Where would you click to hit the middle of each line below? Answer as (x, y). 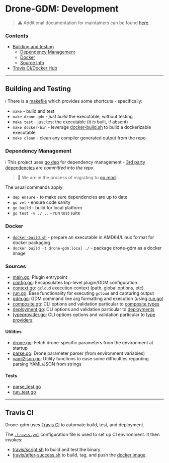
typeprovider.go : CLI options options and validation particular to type (84, 315)
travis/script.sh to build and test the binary (56, 450)
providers (22, 320)
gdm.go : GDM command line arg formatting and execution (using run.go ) (88, 298)
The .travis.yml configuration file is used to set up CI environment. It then (82, 435)
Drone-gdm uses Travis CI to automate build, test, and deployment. (75, 425)
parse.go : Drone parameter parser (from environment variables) (78, 353)
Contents (17, 36)
